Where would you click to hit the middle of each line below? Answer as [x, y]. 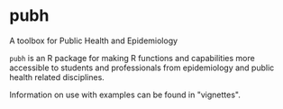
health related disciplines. [57, 77]
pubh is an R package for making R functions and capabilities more [132, 58]
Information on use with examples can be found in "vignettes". [125, 95]
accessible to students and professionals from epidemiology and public [142, 68]
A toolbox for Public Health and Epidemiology [94, 41]
